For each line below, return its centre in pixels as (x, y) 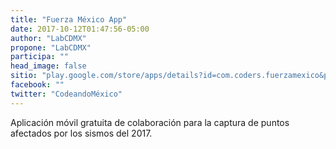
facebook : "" (37, 85)
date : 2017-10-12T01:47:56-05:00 (80, 29)
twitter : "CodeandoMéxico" (66, 94)
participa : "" (40, 57)
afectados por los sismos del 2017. (81, 133)
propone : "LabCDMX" (51, 47)
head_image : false (48, 66)
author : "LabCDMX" (48, 38)
